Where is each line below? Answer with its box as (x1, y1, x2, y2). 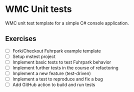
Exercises (5, 34, 36, 43)
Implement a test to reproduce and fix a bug (12, 76, 103, 82)
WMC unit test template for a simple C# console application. (5, 20, 129, 26)
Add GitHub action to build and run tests (12, 81, 95, 88)
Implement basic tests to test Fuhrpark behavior (12, 59, 111, 65)
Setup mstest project (12, 53, 56, 59)
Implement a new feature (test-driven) (12, 70, 91, 76)
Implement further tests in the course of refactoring (12, 64, 119, 70)
